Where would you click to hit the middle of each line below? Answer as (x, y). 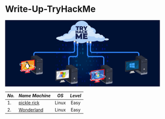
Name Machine (35, 96)
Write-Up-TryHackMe (50, 9)
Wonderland (31, 110)
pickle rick (29, 103)
